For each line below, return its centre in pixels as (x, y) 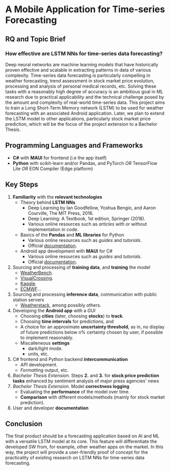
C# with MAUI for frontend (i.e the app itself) (60, 158)
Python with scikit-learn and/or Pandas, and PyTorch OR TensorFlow (85, 163)
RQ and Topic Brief (36, 39)
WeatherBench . (37, 272)
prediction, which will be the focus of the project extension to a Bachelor (81, 124)
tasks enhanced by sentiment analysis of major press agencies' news (86, 381)
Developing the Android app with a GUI (54, 310)
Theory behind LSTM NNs (48, 202)
